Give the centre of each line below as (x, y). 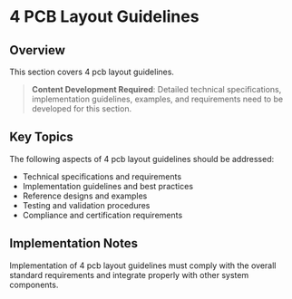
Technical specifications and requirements (102, 176)
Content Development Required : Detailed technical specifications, (156, 89)
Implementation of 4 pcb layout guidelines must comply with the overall (143, 265)
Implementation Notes (74, 243)
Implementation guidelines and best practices (107, 186)
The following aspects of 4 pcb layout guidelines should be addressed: (142, 159)
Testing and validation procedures (86, 205)
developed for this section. (82, 109)
